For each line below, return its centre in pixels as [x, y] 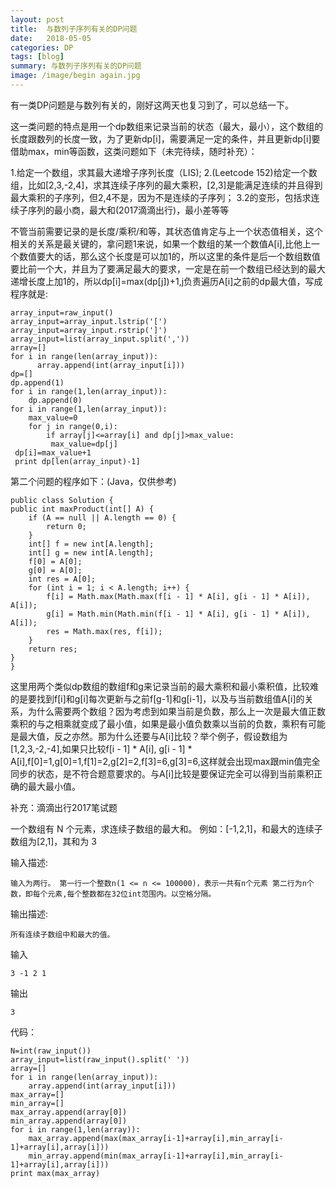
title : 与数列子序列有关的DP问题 [74, 29]
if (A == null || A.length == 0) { [102, 517]
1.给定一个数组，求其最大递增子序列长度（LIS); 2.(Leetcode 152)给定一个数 [164, 172]
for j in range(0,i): [73, 426]
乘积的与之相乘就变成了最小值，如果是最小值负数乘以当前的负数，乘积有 [159, 723]
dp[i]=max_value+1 [53, 452]
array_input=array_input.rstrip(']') [89, 330]
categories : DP [42, 47]
